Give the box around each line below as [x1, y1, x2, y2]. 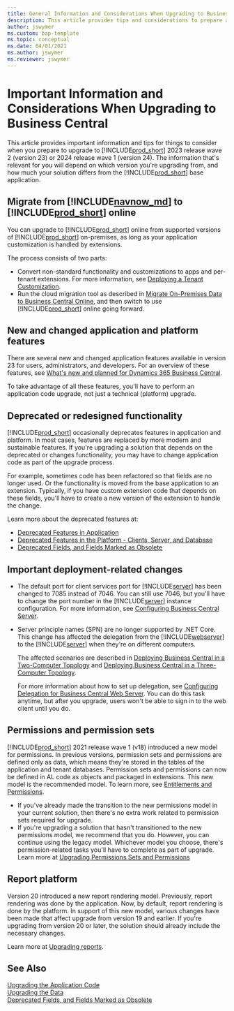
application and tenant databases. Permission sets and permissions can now [7, 765, 227, 774]
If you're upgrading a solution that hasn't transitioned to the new [17, 823, 202, 832]
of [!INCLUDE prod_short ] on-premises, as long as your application [7, 233, 198, 241]
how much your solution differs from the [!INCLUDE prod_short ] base [7, 168, 204, 177]
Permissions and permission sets [7, 724, 155, 737]
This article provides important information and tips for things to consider [7, 138, 217, 147]
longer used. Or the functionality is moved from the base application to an [7, 479, 219, 487]
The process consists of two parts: [7, 253, 107, 262]
